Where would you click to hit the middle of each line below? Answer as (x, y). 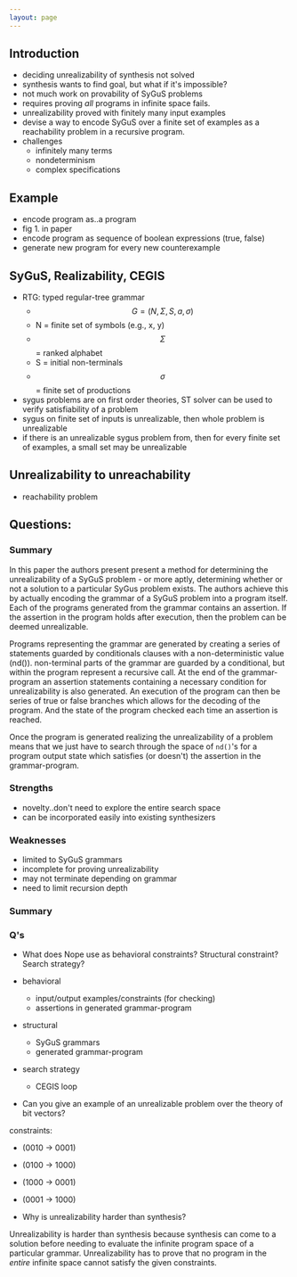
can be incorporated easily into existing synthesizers (119, 817)
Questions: (40, 525)
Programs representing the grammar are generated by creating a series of (145, 644)
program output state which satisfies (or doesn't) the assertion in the (135, 755)
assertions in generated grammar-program (114, 1008)
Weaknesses (38, 840)
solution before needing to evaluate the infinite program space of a (132, 1244)
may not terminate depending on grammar (100, 878)
